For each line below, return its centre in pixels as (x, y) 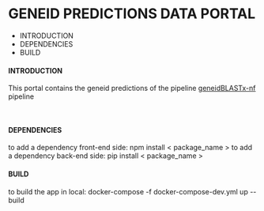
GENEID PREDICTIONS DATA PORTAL (132, 14)
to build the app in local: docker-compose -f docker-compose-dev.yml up (128, 191)
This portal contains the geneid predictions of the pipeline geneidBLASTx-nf (132, 89)
